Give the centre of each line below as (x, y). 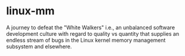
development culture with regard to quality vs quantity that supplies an (93, 33)
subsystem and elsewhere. (39, 46)
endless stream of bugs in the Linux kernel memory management (86, 40)
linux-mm (30, 11)
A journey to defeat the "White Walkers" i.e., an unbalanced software (91, 27)
